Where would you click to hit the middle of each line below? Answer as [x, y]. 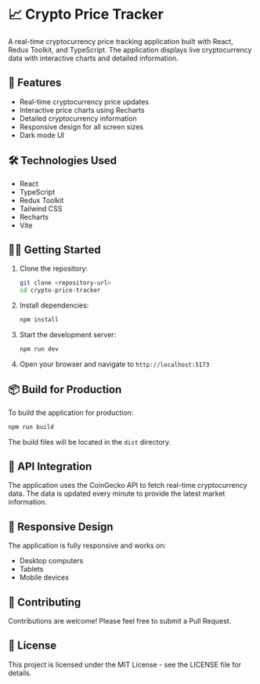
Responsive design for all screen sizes [81, 126]
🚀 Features [35, 83]
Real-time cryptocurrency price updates [84, 101]
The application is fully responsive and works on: [87, 546]
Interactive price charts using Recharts [82, 110]
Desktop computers [51, 561]
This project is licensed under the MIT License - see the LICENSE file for [125, 664]
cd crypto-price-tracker [60, 290]
